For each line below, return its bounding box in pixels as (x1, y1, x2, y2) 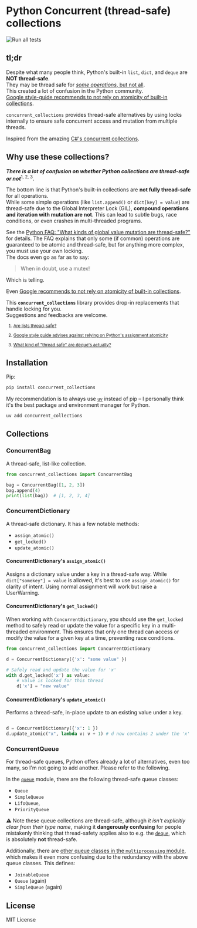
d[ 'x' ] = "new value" (16, 683, 69, 689)
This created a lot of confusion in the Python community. (6, 87, 144, 95)
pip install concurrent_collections (6, 384, 96, 391)
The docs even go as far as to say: (6, 254, 90, 261)
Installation (6, 357, 48, 367)
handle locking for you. (6, 305, 62, 312)
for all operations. (6, 193, 49, 200)
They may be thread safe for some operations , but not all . (6, 81, 145, 88)
